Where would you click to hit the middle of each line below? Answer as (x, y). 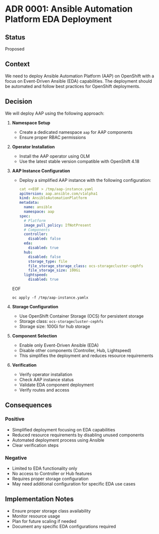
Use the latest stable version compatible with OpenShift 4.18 (79, 161)
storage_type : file (48, 261)
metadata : (29, 203)
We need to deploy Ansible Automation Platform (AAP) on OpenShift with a (79, 76)
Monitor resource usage (36, 516)
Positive (15, 419)
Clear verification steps (35, 445)
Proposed (15, 49)
